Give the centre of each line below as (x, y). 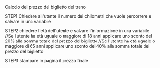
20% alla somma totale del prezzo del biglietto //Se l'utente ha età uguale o (80, 41)
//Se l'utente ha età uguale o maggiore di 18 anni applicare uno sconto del (79, 36)
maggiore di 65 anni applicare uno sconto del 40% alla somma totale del (77, 46)
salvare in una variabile (28, 21)
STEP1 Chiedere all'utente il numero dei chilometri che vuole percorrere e (78, 16)
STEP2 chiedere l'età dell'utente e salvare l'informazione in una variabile (77, 31)
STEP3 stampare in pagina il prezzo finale (47, 61)
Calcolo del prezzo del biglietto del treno (46, 7)
